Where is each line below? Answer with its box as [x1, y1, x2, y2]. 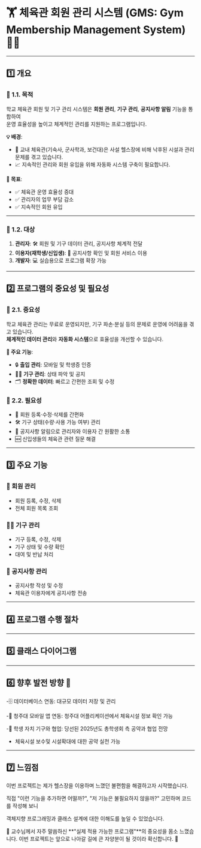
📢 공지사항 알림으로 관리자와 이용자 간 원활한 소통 [14, 428, 130, 435]
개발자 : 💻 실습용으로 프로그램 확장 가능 [14, 257, 106, 264]
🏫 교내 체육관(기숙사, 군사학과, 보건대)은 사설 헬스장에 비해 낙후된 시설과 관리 [14, 146, 194, 153]
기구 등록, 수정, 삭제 [14, 536, 62, 543]
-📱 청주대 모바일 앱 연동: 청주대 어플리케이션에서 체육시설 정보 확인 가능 [6, 712, 173, 719]
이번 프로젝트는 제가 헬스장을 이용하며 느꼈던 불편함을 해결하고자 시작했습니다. [6, 782, 188, 789]
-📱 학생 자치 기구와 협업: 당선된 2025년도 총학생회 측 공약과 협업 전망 [6, 724, 169, 732]
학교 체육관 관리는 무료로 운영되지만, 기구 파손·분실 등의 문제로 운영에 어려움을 [6, 320, 188, 327]
